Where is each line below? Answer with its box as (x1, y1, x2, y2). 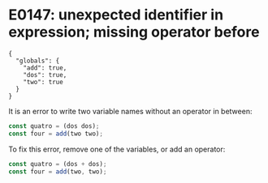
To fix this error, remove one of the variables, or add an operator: (8, 144, 226, 154)
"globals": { (15, 57, 60, 65)
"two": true (23, 78, 63, 86)
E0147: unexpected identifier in (8, 6, 224, 24)
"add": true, (23, 63, 67, 72)
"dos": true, (23, 70, 67, 79)
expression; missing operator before (8, 23, 260, 41)
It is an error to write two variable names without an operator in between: (8, 106, 253, 116)
